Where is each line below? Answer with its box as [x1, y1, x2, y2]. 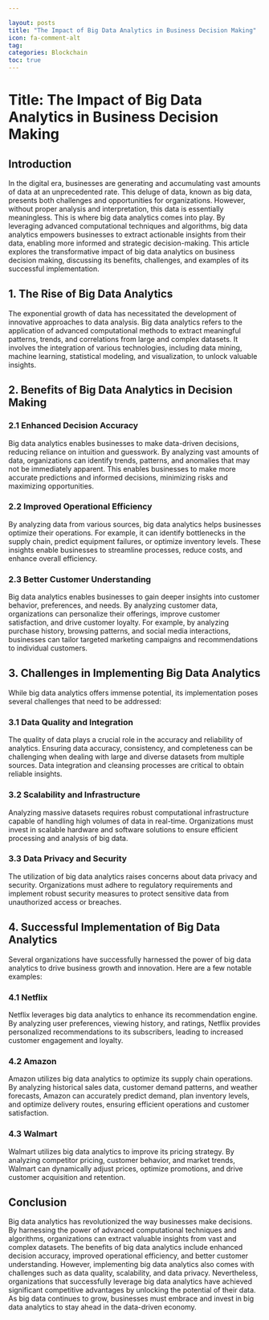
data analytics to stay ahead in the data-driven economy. [8, 1302, 197, 1312]
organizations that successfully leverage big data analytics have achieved [8, 1277, 253, 1286]
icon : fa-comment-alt [8, 34, 81, 42]
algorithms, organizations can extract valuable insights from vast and [8, 1234, 237, 1244]
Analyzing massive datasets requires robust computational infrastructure [8, 807, 249, 817]
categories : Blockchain [8, 49, 88, 57]
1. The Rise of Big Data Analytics [8, 287, 173, 301]
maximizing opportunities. [8, 481, 95, 491]
